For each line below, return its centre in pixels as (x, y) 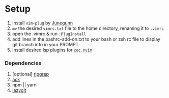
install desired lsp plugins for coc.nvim (52, 50)
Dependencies (23, 63)
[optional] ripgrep (31, 74)
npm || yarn (24, 85)
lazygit (19, 90)
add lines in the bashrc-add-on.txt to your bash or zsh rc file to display (86, 39)
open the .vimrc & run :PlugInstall (49, 34)
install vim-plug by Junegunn (43, 23)
